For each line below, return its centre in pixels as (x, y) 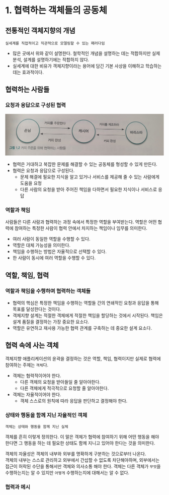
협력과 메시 (18, 487)
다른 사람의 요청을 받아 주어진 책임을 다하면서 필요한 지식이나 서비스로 (89, 190)
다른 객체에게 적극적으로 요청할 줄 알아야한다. (64, 388)
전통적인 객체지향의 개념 (40, 30)
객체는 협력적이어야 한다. (37, 376)
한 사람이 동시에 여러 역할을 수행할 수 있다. (54, 258)
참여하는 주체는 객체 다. (27, 365)
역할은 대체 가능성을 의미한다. (41, 245)
